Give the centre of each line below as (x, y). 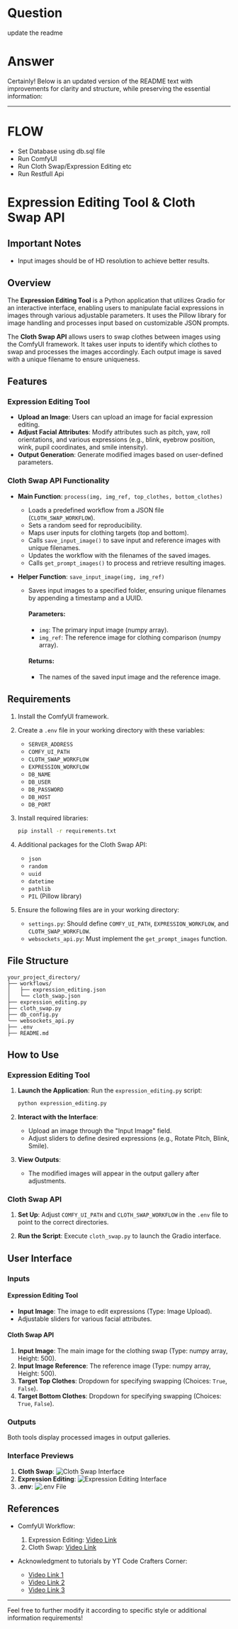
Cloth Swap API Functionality (58, 481)
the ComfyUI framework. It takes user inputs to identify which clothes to (112, 344)
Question (35, 13)
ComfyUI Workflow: (46, 1526)
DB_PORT (39, 805)
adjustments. (47, 1181)
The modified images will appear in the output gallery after (114, 1173)
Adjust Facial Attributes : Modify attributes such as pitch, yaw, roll (114, 432)
